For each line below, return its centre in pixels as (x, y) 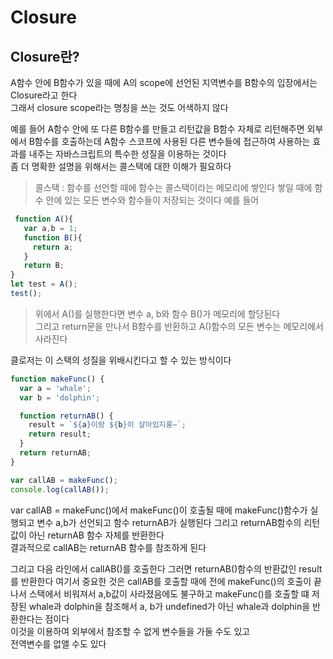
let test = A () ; (44, 284)
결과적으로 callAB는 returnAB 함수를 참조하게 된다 (108, 547)
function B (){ (53, 237)
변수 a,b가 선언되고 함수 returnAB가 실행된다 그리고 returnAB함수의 (169, 522)
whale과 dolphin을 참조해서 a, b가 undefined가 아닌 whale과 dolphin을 (169, 606)
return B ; (44, 266)
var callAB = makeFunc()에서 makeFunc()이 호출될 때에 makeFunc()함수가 (159, 510)
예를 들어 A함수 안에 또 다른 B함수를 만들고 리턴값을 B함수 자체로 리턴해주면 (157, 129)
